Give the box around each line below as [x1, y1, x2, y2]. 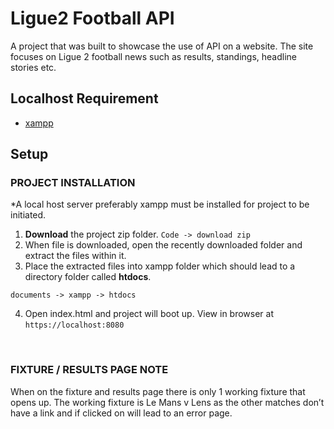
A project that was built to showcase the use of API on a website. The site [10, 40, 314, 52]
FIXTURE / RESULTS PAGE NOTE [10, 363, 169, 377]
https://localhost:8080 [24, 320, 125, 331]
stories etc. [10, 61, 57, 73]
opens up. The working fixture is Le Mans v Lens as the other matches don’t [10, 396, 325, 408]
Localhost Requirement [10, 90, 159, 107]
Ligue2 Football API [10, 7, 175, 30]
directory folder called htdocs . [24, 271, 152, 283]
